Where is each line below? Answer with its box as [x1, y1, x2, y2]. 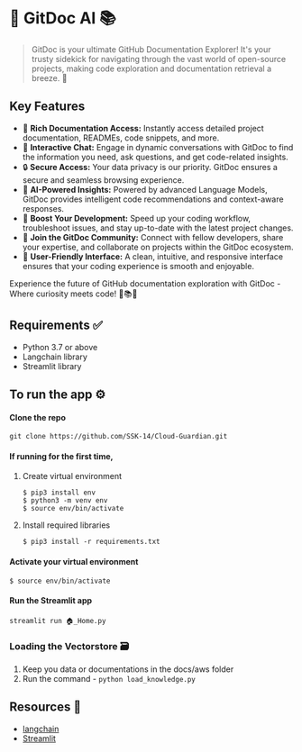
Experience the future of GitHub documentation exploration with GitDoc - [9, 277, 281, 289]
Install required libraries [22, 520, 111, 530]
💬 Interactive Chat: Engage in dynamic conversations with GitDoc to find [22, 141, 294, 152]
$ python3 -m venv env [22, 496, 108, 505]
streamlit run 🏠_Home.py [9, 616, 106, 625]
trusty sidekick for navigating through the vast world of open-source [31, 53, 287, 64]
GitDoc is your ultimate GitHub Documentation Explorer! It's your [31, 43, 271, 55]
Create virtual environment [22, 471, 123, 482]
